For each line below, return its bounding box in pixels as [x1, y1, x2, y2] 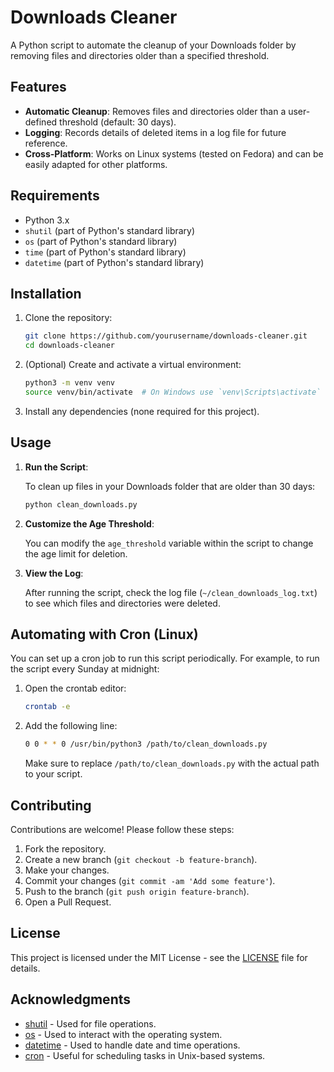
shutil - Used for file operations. [24, 1017, 157, 1030]
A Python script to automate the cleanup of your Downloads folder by [10, 39, 297, 51]
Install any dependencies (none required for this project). [24, 405, 260, 417]
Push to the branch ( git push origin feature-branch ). [24, 885, 250, 897]
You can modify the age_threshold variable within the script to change [24, 537, 314, 549]
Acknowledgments [10, 991, 132, 1008]
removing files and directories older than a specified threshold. [10, 49, 270, 61]
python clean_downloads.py [24, 499, 138, 510]
